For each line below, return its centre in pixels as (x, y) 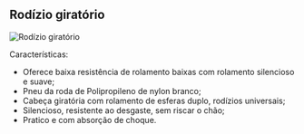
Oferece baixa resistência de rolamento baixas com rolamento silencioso (158, 72)
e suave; (39, 81)
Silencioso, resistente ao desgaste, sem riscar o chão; (123, 110)
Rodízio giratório (57, 15)
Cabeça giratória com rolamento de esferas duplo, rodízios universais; (154, 100)
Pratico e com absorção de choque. (89, 120)
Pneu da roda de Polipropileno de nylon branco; (112, 91)
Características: (39, 54)
